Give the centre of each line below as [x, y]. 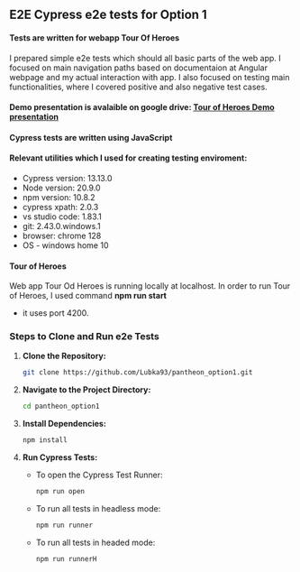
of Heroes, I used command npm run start [88, 296]
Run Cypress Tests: [60, 457]
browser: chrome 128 [62, 235]
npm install [45, 440]
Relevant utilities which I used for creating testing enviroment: [128, 158]
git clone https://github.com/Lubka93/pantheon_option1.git [137, 373]
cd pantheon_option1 [61, 406]
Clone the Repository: [64, 356]
